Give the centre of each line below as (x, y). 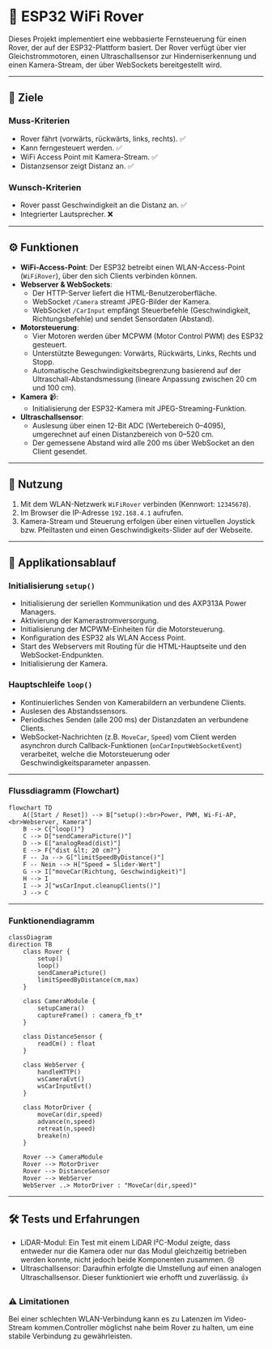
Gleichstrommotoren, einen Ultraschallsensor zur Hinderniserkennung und (132, 56)
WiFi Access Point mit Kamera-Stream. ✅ (89, 156)
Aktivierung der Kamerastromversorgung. (89, 621)
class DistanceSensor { (63, 1037)
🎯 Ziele (26, 98)
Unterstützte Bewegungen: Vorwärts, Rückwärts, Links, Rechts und (144, 353)
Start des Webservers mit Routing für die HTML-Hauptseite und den (133, 646)
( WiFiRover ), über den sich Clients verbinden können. (108, 275)
